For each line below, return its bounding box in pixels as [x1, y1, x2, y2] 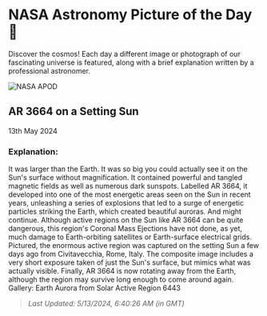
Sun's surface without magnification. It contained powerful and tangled [8, 173, 243, 182]
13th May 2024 [8, 126, 58, 135]
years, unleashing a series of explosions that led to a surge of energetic [8, 198, 245, 208]
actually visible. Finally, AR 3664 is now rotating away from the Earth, [8, 266, 237, 276]
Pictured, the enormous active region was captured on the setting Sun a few [8, 241, 260, 250]
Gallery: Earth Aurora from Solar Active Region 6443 [8, 283, 181, 293]
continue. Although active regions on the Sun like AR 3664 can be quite [8, 215, 244, 225]
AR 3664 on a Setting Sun [8, 105, 139, 118]
